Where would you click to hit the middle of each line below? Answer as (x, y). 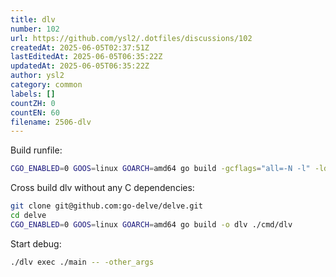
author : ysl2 (37, 76)
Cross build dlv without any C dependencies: (102, 188)
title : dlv (33, 19)
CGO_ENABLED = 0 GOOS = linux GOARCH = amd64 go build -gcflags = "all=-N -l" (160, 169)
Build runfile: (36, 150)
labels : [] (33, 94)
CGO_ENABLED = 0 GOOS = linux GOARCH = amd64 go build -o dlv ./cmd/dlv (151, 224)
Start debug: (36, 243)
